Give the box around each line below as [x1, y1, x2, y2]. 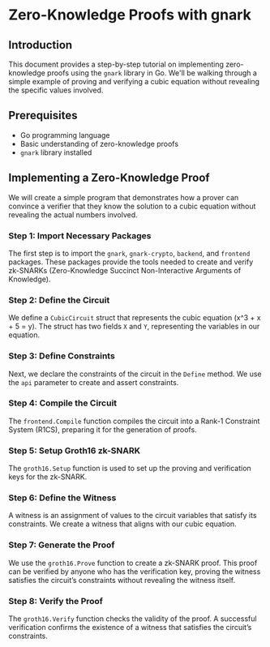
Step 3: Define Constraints [8, 350, 115, 362]
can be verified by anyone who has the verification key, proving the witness [8, 566, 261, 576]
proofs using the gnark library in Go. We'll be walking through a [47, 68, 258, 78]
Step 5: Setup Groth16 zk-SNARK [8, 444, 140, 456]
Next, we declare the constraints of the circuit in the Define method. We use [8, 369, 262, 379]
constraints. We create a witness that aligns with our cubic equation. [8, 519, 237, 529]
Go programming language [19, 130, 111, 139]
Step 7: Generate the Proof [8, 539, 115, 551]
